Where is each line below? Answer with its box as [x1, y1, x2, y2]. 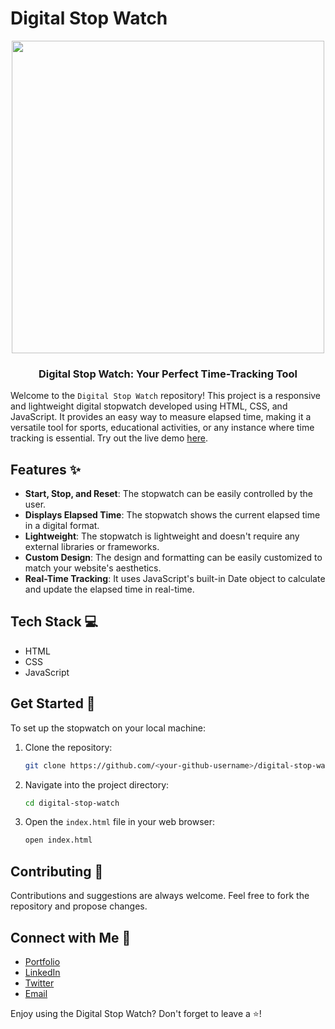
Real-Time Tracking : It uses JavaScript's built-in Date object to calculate [24, 573, 326, 585]
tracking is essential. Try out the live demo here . [10, 432, 209, 444]
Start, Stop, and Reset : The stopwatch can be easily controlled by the [24, 488, 313, 500]
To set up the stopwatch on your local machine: [10, 722, 207, 734]
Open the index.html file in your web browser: [24, 816, 216, 828]
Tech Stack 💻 [10, 613, 99, 631]
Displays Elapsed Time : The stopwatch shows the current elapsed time [24, 509, 321, 521]
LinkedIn [24, 966, 61, 978]
